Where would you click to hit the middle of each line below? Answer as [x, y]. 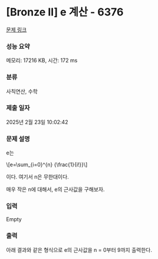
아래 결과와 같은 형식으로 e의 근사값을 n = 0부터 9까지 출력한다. [79, 250]
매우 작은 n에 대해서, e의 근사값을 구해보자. [55, 189]
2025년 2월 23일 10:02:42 [37, 122]
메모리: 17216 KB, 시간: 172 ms [42, 60]
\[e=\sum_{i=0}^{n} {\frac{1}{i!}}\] [47, 165]
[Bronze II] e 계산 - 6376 [65, 12]
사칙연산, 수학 [22, 91]
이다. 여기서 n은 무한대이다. [37, 177]
